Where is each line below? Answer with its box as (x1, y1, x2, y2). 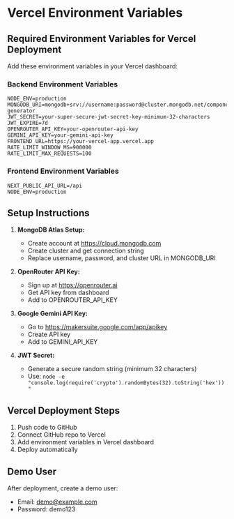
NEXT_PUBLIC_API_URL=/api (7, 182, 82, 189)
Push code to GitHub (17, 423, 78, 432)
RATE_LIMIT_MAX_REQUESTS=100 (7, 150, 92, 158)
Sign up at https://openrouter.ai (27, 281, 118, 289)
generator (7, 107, 36, 114)
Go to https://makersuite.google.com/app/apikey (27, 323, 168, 331)
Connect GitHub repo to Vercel (17, 430, 106, 439)
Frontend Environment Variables (7, 166, 120, 176)
